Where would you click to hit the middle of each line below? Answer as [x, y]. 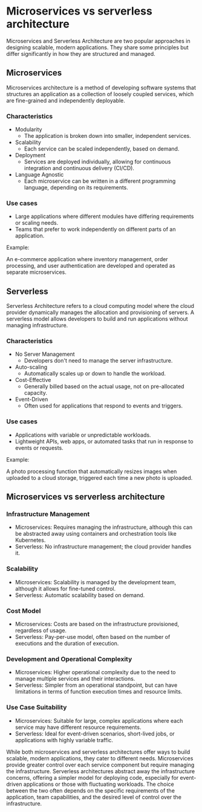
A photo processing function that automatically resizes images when [92, 471]
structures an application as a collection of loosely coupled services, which [100, 94]
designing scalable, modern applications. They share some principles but [97, 47]
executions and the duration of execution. [67, 643]
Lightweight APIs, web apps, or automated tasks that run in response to [104, 441]
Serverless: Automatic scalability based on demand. [80, 595]
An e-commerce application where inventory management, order [87, 259]
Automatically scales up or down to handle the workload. [95, 374]
